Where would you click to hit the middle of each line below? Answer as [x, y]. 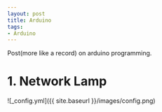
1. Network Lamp [57, 82]
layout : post [26, 14]
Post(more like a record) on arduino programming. [80, 53]
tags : [15, 27]
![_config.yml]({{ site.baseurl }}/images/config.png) [81, 101]
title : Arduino [29, 20]
